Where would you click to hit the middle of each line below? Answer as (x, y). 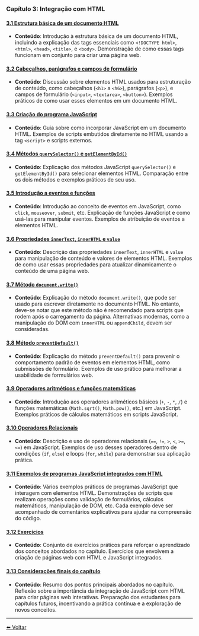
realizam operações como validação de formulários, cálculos (89, 500)
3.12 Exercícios (25, 532)
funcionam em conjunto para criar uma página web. (78, 55)
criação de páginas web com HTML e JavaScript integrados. (89, 558)
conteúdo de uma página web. (52, 271)
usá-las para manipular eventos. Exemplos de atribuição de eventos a (100, 219)
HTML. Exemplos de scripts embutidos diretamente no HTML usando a (101, 134)
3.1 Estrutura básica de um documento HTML (62, 23)
